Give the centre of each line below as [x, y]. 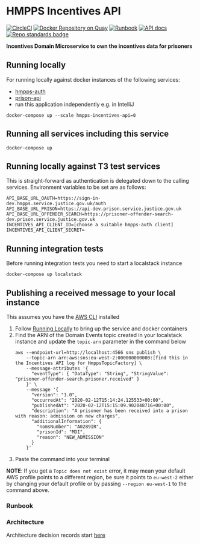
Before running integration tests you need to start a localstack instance [94, 263]
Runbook [20, 505]
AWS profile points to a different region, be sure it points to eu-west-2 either [100, 477]
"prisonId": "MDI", [61, 432]
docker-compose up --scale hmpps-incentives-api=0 [71, 115]
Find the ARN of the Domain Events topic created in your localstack [98, 335]
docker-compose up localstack [44, 274]
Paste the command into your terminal [62, 459]
